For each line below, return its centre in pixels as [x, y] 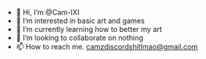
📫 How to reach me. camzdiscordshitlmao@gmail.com [107, 47]
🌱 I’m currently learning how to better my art [89, 29]
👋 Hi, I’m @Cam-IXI [48, 12]
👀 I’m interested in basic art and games [80, 21]
